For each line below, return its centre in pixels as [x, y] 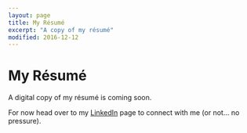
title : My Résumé [36, 23]
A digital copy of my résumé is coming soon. [80, 98]
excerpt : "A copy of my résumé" [61, 30]
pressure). [25, 121]
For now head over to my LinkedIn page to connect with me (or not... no [124, 113]
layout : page [29, 15]
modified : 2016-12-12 [44, 37]
